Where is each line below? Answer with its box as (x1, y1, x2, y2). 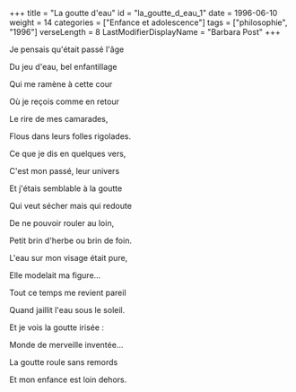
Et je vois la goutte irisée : (9, 322, 105, 333)
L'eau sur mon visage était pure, (9, 253, 128, 263)
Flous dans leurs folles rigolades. (9, 131, 132, 142)
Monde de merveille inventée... (9, 340, 124, 350)
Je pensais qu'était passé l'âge (9, 44, 125, 55)
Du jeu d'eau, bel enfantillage (9, 62, 118, 72)
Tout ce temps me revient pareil (9, 287, 127, 298)
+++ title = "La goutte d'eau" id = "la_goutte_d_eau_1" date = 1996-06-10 (9, 8, 278, 18)
